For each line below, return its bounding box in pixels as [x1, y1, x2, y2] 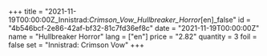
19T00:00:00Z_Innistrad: [8, 15, 90, 24]
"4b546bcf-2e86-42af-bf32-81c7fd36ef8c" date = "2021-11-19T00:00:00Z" [8, 24, 260, 32]
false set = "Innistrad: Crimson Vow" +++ [8, 40, 144, 50]
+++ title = [8, 7, 44, 16]
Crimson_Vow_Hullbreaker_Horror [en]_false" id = [89, 15, 251, 24]
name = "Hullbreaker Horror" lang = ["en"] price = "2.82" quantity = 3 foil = [8, 32, 257, 41]
